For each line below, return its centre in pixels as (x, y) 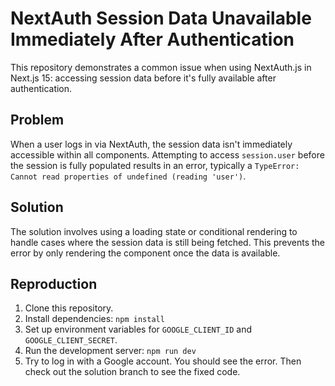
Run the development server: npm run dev (110, 351)
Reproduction (54, 283)
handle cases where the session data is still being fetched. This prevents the (167, 242)
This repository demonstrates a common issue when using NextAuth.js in (161, 67)
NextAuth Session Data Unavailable (161, 18)
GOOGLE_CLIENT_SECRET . (71, 340)
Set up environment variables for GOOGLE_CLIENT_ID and (138, 329)
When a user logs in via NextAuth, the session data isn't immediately (151, 144)
